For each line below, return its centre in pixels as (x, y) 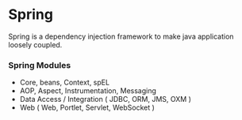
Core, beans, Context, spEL (64, 82)
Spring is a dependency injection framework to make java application (121, 36)
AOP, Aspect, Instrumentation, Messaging (88, 91)
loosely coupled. (35, 44)
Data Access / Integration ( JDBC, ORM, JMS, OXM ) (106, 99)
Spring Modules (40, 65)
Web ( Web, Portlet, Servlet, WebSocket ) (87, 107)
